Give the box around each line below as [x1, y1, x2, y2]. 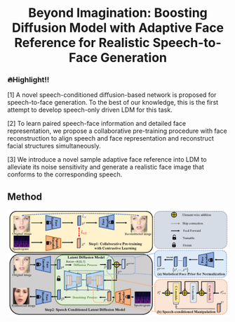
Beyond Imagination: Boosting [27, 5, 208, 21]
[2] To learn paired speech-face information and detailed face [7, 120, 187, 128]
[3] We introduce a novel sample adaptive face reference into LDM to [7, 155, 207, 164]
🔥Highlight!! [7, 75, 50, 85]
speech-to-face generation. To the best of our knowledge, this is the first [7, 98, 219, 107]
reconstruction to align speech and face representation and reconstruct [7, 134, 214, 143]
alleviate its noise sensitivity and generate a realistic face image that [7, 163, 205, 172]
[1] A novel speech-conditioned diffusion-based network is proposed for [7, 91, 217, 99]
